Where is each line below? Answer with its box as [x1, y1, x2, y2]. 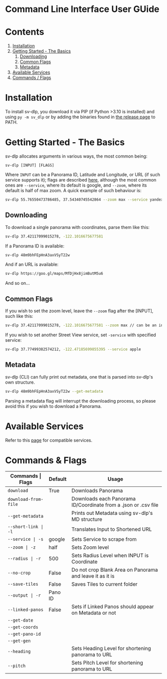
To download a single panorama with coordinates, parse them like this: [5, 224, 150, 230]
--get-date [7, 618, 33, 623]
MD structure [71, 516, 102, 523]
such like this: [5, 313, 33, 319]
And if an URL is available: [5, 261, 59, 267]
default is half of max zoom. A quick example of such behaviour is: [5, 188, 142, 193]
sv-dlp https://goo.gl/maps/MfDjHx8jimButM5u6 [5, 271, 103, 276]
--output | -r [7, 593, 41, 598]
